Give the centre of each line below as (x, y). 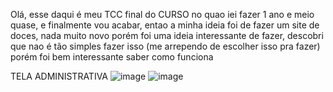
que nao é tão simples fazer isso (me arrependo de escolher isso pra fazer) (165, 46)
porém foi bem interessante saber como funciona (112, 57)
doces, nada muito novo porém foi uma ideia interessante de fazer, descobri (167, 35)
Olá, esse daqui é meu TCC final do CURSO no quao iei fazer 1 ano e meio (162, 14)
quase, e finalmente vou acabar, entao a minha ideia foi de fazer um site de (165, 25)
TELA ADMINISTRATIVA (59, 76)
